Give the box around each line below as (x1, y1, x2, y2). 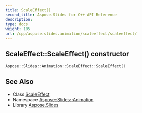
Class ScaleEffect (12, 91, 50, 97)
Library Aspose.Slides (12, 102, 59, 108)
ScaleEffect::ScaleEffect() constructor (5, 50, 129, 59)
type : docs (5, 21, 28, 27)
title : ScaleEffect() (5, 7, 51, 13)
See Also (5, 77, 34, 87)
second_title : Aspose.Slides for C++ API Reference (5, 12, 117, 17)
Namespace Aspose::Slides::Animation (12, 96, 94, 102)
